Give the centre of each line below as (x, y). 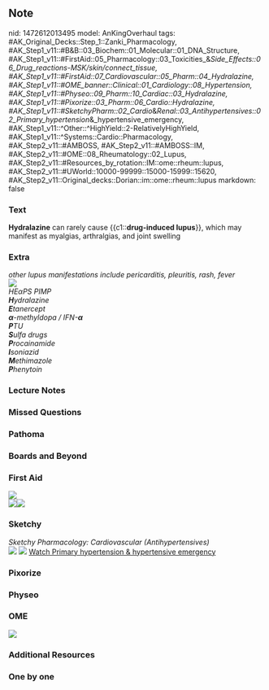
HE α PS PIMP (30, 291)
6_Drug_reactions (38, 68)
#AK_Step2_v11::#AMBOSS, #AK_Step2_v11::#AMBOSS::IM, (106, 145)
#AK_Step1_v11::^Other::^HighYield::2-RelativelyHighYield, (104, 128)
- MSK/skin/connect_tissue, (113, 68)
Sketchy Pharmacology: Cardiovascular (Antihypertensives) (109, 542)
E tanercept (27, 309)
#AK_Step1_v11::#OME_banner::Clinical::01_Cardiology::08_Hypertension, (130, 85)
